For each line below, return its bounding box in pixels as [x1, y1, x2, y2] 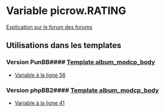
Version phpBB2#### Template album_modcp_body [6, 86, 159, 94]
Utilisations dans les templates [6, 40, 122, 50]
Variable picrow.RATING [6, 4, 127, 18]
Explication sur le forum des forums [6, 23, 93, 30]
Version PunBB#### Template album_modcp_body [6, 58, 156, 66]
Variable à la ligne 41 [14, 99, 65, 106]
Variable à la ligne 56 [14, 72, 66, 79]
